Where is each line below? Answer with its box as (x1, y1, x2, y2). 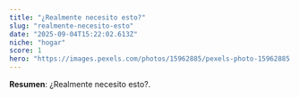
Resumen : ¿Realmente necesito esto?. (9, 79, 151, 89)
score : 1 (9, 46, 42, 55)
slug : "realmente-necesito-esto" (9, 21, 134, 30)
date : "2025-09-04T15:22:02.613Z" (9, 29, 139, 38)
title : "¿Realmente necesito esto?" (9, 12, 146, 22)
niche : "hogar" (9, 37, 66, 47)
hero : (9, 54, 30, 63)
